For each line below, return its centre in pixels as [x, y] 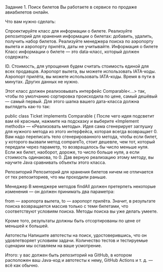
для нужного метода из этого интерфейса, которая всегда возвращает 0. [81, 131]
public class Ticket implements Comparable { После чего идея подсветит [80, 116]
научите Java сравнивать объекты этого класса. [55, 162]
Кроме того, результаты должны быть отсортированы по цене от [73, 221]
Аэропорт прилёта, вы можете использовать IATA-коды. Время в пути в [80, 76]
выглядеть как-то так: [28, 107]
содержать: [17, 57]
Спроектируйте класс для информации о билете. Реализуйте [69, 31]
